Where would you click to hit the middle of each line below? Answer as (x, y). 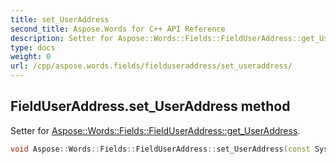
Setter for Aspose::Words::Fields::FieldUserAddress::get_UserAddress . (155, 130)
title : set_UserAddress (60, 19)
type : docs (33, 47)
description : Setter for (62, 38)
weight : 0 (31, 57)
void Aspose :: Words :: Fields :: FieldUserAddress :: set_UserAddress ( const (160, 149)
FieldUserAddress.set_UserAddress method (150, 106)
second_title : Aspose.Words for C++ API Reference (118, 29)
